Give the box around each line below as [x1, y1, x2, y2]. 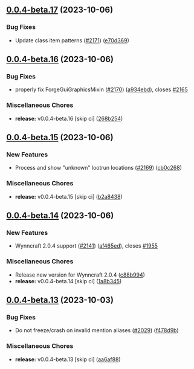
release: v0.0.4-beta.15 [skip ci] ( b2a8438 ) [15, 193, 123, 200]
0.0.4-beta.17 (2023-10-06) [6, 5, 114, 15]
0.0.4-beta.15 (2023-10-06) [6, 132, 114, 143]
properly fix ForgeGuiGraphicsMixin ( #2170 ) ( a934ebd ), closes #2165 [15, 86, 189, 93]
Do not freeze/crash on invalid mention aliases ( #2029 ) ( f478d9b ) [15, 327, 179, 334]
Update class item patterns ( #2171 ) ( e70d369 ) [15, 36, 129, 44]
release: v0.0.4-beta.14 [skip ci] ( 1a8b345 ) [15, 277, 122, 284]
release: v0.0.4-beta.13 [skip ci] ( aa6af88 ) [15, 356, 121, 363]
